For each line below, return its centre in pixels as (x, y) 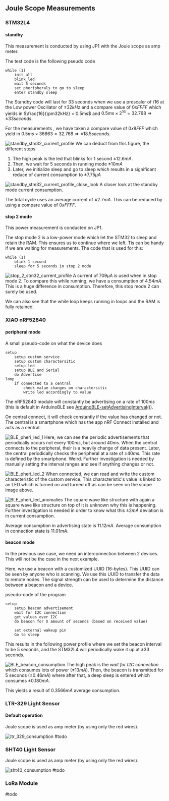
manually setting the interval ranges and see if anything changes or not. (80, 464)
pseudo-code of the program (36, 594)
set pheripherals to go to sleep (49, 88)
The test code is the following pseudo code (50, 61)
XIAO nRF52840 (26, 320)
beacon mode (20, 542)
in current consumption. (30, 516)
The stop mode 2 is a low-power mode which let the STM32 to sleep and (81, 238)
